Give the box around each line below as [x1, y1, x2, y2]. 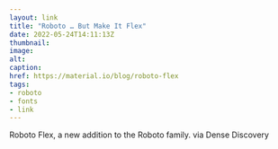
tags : [9, 80, 30, 89]
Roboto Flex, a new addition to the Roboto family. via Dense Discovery [9, 129, 270, 140]
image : [9, 47, 34, 56]
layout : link [9, 13, 58, 22]
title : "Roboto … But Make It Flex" [9, 22, 147, 31]
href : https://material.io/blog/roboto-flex [9, 72, 179, 81]
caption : [9, 64, 42, 73]
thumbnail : [9, 38, 50, 48]
